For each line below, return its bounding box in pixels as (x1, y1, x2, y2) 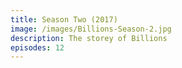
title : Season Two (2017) (10, 14, 118, 25)
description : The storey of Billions (10, 33, 168, 43)
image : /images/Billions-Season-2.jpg (10, 24, 172, 34)
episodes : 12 (10, 42, 65, 53)
